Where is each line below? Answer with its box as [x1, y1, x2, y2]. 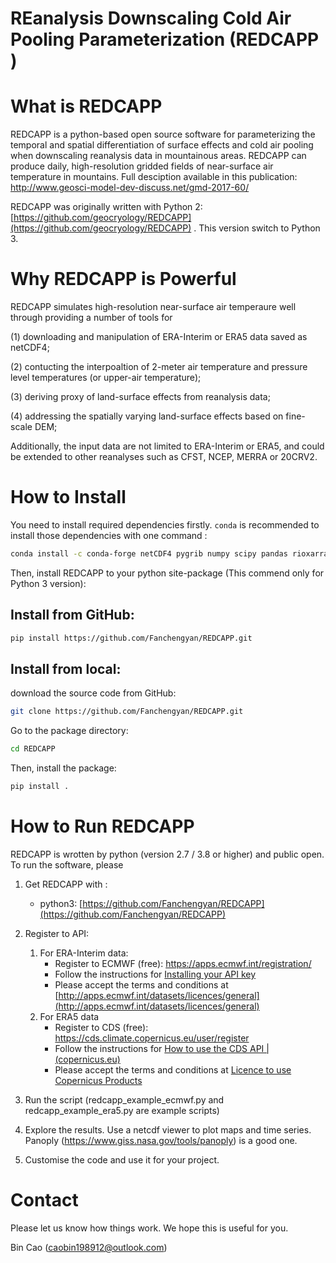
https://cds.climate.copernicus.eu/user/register [54, 1032, 250, 1044]
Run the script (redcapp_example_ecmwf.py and [24, 1093, 225, 1106]
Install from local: [10, 660, 122, 677]
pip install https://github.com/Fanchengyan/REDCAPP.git [10, 633, 253, 643]
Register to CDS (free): [54, 1021, 149, 1033]
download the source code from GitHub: [10, 687, 177, 699]
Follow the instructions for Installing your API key [54, 968, 257, 980]
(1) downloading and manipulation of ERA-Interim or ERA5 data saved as [10, 331, 308, 343]
